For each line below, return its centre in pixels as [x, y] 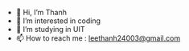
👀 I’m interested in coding [58, 21]
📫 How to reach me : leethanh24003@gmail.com [98, 38]
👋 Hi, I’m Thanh [41, 12]
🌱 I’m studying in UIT [50, 29]
